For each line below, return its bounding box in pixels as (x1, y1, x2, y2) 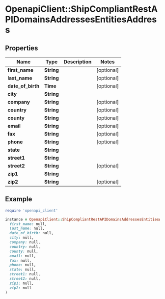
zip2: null (9, 285, 32, 290)
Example (5, 195, 32, 203)
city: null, (9, 235, 34, 240)
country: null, (9, 244, 41, 249)
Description (63, 58, 92, 65)
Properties (5, 44, 38, 52)
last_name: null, (9, 226, 45, 231)
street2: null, (9, 276, 41, 281)
